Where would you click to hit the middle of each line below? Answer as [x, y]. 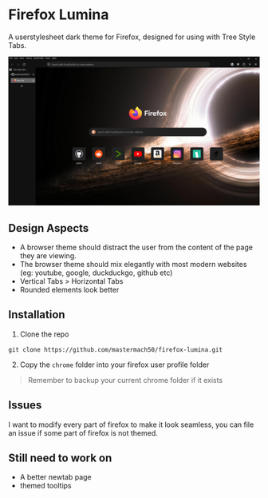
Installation [37, 315]
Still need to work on [60, 458]
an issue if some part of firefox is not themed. [83, 432]
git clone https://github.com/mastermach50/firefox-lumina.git [116, 349]
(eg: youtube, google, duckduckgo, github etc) [96, 273]
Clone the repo [44, 334]
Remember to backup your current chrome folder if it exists [125, 380]
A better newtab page [55, 477]
